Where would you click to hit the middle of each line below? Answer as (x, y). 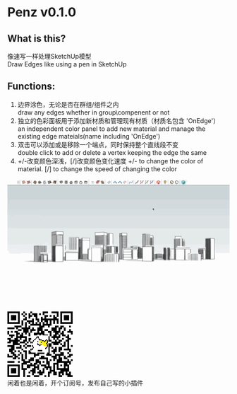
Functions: (31, 87)
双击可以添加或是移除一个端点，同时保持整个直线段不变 (98, 144)
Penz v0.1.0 (42, 12)
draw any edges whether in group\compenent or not (93, 112)
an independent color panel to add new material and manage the (111, 129)
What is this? (37, 39)
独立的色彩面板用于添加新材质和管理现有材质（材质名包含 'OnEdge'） (119, 120)
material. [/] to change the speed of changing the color (97, 169)
